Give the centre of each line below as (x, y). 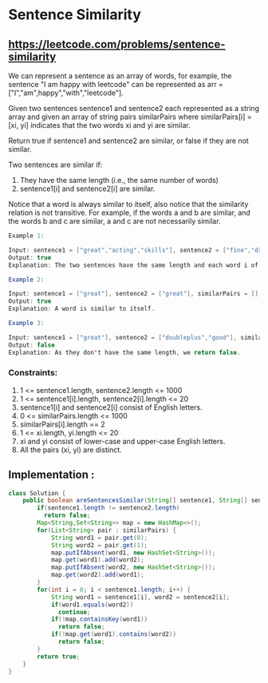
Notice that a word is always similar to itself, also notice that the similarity (128, 204)
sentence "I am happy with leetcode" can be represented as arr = (116, 84)
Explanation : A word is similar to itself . (82, 309)
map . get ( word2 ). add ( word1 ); (98, 575)
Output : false (32, 345)
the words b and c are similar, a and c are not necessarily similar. (114, 221)
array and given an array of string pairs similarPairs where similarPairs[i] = (130, 117)
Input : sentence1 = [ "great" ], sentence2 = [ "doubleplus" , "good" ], (123, 337)
